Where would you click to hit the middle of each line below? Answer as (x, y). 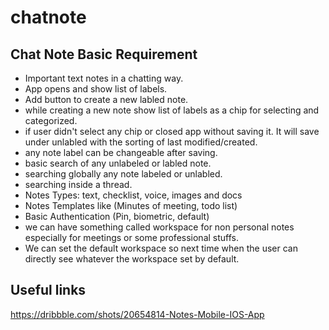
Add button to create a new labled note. (106, 99)
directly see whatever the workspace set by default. (132, 259)
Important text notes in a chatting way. (104, 78)
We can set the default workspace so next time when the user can (161, 248)
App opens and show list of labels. (96, 89)
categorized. (51, 120)
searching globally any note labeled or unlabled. (123, 174)
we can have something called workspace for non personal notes (159, 227)
